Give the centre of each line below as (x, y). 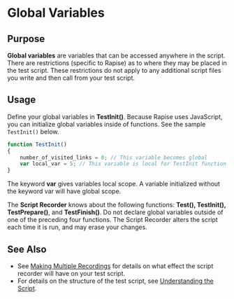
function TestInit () (37, 144)
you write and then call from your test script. (71, 78)
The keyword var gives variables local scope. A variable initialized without (114, 184)
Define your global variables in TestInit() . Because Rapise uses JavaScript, (115, 116)
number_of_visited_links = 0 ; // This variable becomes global (114, 158)
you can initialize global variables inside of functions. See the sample (107, 124)
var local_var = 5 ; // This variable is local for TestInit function (123, 164)
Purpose (26, 39)
